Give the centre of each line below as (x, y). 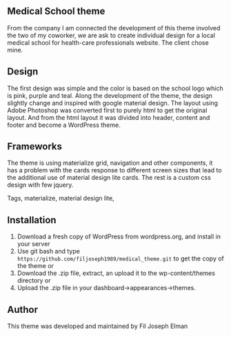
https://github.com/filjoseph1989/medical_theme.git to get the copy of (120, 258)
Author (22, 309)
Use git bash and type (49, 252)
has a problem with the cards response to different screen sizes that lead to (114, 170)
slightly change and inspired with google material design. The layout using (113, 103)
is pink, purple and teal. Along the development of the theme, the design (110, 95)
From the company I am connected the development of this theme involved (114, 28)
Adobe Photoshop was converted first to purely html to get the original (107, 110)
